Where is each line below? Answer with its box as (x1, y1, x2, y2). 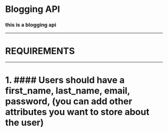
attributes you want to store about (5, 106, 149, 117)
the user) (5, 116, 44, 128)
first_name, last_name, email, (5, 85, 130, 96)
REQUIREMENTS (5, 45, 75, 56)
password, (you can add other (5, 95, 132, 107)
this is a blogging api (5, 21, 56, 28)
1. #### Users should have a (5, 74, 125, 85)
